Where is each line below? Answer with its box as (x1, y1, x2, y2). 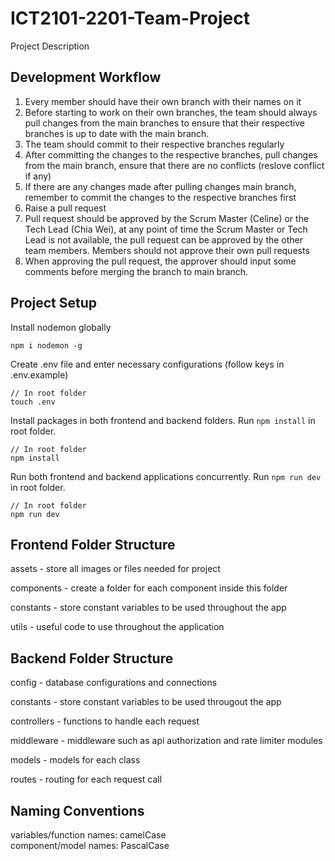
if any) (24, 170, 52, 182)
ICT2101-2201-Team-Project (10, 7, 250, 30)
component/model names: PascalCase (10, 840, 170, 851)
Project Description (10, 40, 90, 52)
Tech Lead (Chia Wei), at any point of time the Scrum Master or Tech (24, 223, 308, 235)
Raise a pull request (24, 202, 107, 214)
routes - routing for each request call (10, 773, 163, 786)
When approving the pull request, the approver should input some (24, 255, 297, 267)
